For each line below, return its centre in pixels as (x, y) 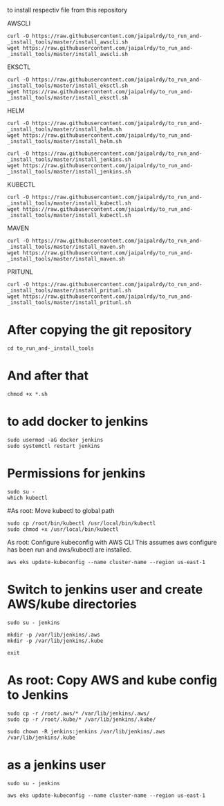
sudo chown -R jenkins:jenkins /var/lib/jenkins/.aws (86, 731)
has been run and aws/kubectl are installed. (69, 550)
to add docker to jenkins (78, 422)
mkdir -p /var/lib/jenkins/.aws (54, 635)
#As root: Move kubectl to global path (61, 510)
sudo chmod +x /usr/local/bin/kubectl (63, 529)
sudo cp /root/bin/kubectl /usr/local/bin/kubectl (82, 523)
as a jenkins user (56, 765)
